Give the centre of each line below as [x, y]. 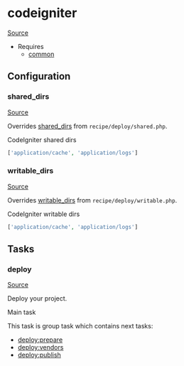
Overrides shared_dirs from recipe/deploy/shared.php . [87, 126]
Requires [31, 46]
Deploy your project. [37, 298]
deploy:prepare [40, 340]
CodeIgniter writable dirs [44, 214]
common [41, 54]
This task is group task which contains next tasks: [80, 326]
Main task [22, 312]
